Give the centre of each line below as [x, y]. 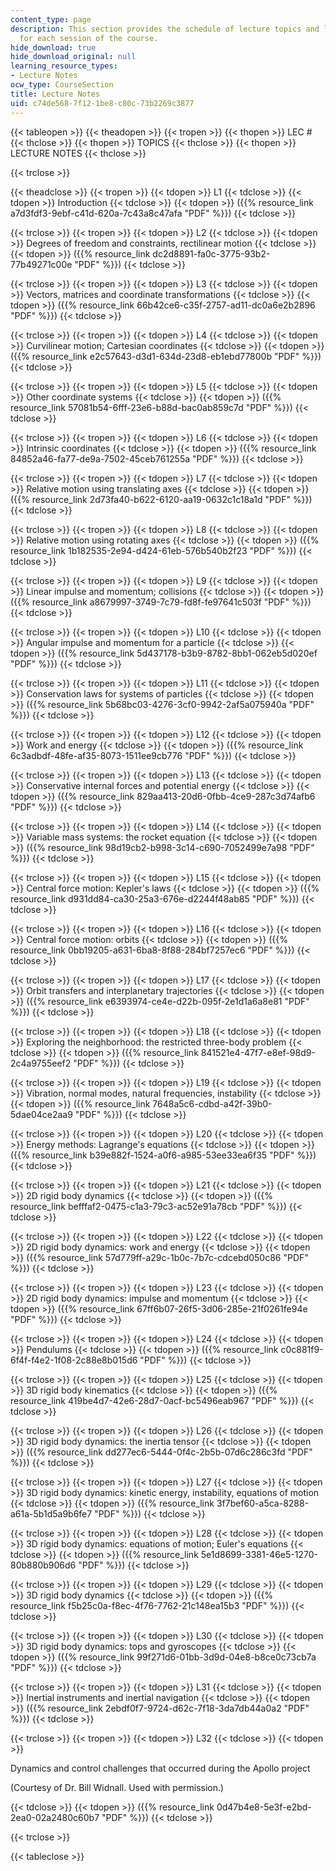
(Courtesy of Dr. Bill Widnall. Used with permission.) [117, 1787]
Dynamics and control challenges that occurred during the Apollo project [160, 1768]
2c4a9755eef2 [41, 1063]
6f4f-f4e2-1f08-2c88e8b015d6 [74, 1360]
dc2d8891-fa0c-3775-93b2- [211, 253]
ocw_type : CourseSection [62, 85]
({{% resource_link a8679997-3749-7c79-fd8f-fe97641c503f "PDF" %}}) [161, 602]
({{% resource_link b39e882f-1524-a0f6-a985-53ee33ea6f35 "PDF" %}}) [163, 1155]
